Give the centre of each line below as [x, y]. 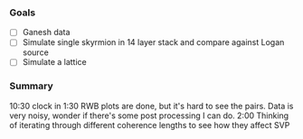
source [36, 52]
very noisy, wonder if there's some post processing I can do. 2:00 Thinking [149, 116]
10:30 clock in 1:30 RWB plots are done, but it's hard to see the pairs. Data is [151, 106]
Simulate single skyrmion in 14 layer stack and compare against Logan [153, 42]
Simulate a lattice [55, 62]
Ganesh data [46, 32]
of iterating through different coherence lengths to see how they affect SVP [150, 125]
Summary [32, 86]
